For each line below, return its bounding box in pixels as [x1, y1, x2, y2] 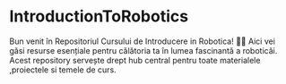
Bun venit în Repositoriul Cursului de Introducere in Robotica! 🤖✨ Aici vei [9, 36, 276, 46]
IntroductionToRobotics [9, 6, 189, 27]
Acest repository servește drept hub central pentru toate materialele [9, 55, 261, 65]
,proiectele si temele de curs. [9, 64, 117, 75]
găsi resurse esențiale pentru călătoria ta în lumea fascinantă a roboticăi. [9, 45, 278, 55]
